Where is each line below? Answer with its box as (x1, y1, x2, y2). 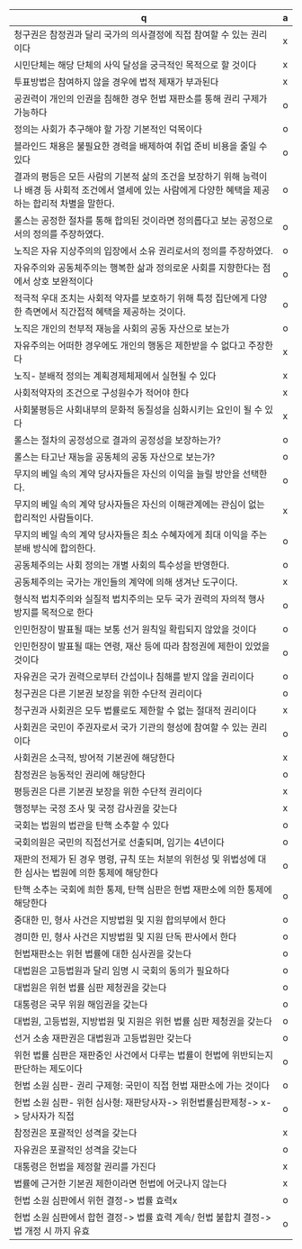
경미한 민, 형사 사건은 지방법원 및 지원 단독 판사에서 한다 (13, 931, 237, 943)
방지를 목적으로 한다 (13, 606, 94, 618)
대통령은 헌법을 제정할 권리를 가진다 (13, 1161, 156, 1172)
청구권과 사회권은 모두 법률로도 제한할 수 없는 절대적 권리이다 (13, 705, 257, 716)
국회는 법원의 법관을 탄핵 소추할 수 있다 (13, 819, 170, 832)
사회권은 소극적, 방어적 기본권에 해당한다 (13, 752, 175, 764)
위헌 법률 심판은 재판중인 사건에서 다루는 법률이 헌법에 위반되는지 (13, 1049, 274, 1062)
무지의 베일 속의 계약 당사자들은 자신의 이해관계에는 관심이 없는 (13, 498, 265, 510)
